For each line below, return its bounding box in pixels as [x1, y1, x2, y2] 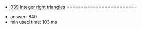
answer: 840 [10, 14, 37, 19]
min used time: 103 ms [10, 19, 58, 25]
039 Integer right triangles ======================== [10, 4, 137, 10]
